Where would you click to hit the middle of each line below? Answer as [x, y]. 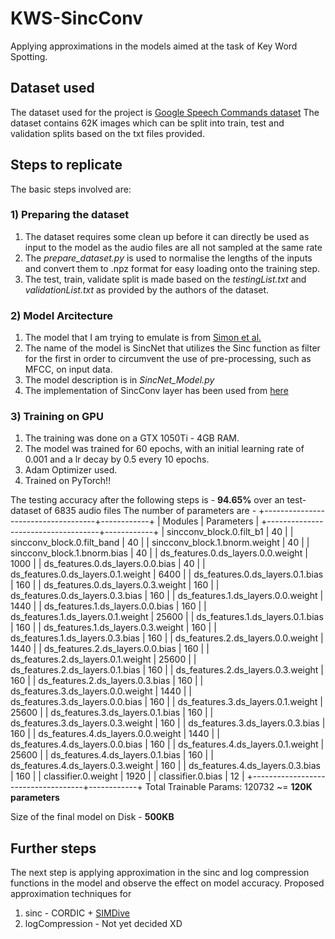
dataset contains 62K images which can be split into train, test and [147, 123]
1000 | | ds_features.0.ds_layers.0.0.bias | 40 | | [108, 564]
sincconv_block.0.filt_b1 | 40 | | [230, 532]
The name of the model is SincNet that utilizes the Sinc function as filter [172, 348]
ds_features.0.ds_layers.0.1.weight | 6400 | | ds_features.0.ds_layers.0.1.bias [167, 574]
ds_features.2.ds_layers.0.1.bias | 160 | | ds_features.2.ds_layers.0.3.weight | [167, 670]
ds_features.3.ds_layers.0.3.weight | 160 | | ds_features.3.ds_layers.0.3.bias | [168, 723]
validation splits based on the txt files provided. [107, 133]
